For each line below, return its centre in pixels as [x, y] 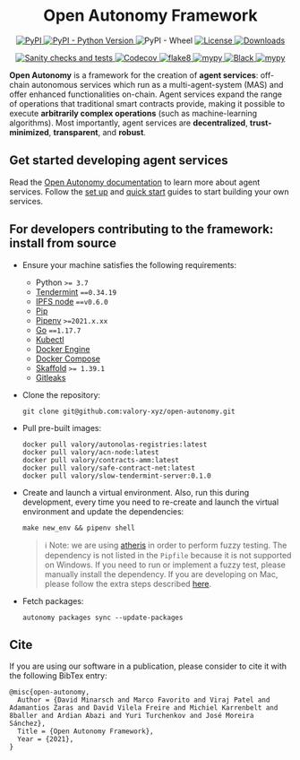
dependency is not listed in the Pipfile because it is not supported [168, 555]
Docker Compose [68, 358]
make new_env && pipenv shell [79, 528]
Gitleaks [51, 377]
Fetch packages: [53, 600]
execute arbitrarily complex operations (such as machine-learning [133, 113]
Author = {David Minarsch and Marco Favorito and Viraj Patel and [144, 700]
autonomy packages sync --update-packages [103, 617]
